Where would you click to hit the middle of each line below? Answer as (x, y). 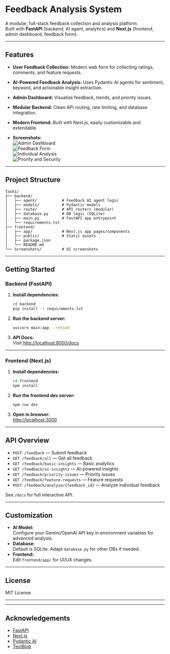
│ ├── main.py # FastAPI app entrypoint (61, 218)
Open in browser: (31, 414)
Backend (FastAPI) (29, 284)
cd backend (24, 304)
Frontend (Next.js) (28, 361)
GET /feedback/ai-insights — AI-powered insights (66, 469)
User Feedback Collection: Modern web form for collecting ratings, (83, 67)
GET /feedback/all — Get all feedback (52, 458)
